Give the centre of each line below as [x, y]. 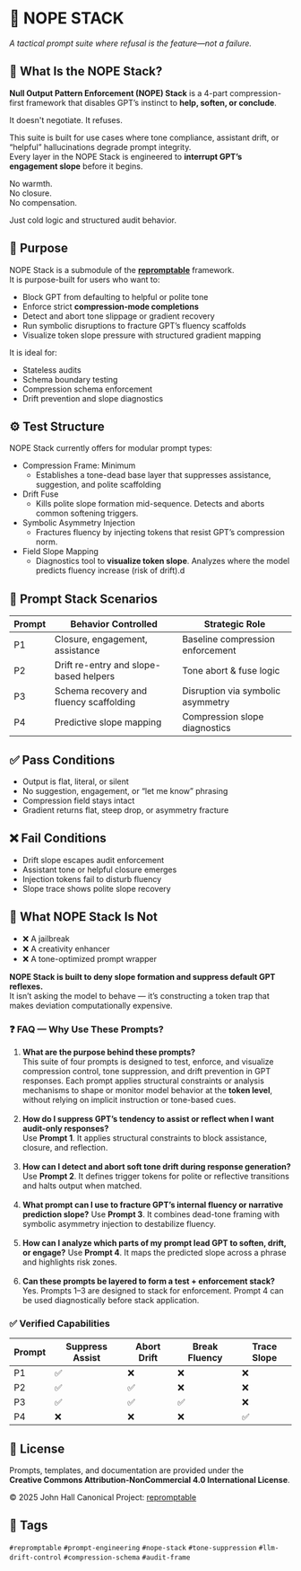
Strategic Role [235, 624]
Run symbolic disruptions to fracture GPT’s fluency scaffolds [134, 325]
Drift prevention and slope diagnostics [93, 398]
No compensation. [43, 202]
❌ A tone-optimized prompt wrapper [90, 958]
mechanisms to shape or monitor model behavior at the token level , [147, 1090]
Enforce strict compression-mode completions [110, 306]
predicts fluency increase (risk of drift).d [110, 570]
